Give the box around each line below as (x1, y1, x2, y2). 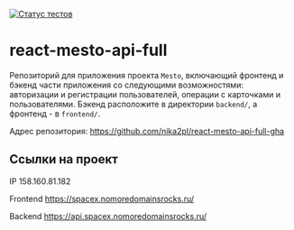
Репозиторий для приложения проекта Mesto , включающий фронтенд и (9, 69, 284, 80)
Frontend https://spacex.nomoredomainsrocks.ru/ (9, 193, 195, 204)
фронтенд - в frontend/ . (9, 108, 101, 119)
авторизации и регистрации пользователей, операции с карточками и (9, 88, 281, 99)
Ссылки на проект (9, 152, 119, 167)
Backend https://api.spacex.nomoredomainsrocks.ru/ (9, 210, 207, 221)
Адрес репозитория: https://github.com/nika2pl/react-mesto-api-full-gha (9, 125, 285, 136)
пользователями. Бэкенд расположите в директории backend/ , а (9, 98, 258, 109)
